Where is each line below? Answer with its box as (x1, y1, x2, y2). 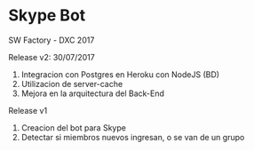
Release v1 (8, 105, 48, 115)
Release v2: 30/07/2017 (8, 52, 95, 62)
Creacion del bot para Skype (20, 122, 126, 133)
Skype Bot (8, 5, 86, 26)
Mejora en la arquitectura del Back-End (20, 88, 165, 99)
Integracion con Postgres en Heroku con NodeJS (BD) (20, 68, 219, 80)
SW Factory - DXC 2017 (8, 35, 95, 45)
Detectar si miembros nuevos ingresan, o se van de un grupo (20, 131, 245, 142)
